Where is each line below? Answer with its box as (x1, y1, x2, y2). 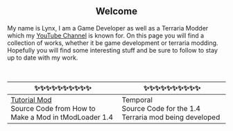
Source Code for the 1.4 (121, 103, 201, 113)
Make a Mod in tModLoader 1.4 (10, 112, 113, 122)
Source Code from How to (10, 103, 96, 113)
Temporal (121, 95, 153, 105)
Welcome (96, 6, 137, 17)
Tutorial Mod (10, 95, 52, 105)
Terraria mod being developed (121, 112, 221, 122)
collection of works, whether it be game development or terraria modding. (7, 38, 218, 47)
